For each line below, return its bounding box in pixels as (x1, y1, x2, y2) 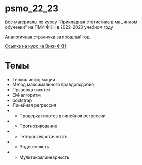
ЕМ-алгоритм (12, 92, 41, 98)
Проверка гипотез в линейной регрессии (19, 113, 106, 119)
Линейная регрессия (12, 102, 56, 108)
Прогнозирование (19, 123, 58, 129)
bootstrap (12, 97, 32, 103)
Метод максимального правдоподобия (12, 82, 94, 87)
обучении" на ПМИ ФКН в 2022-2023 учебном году (5, 24, 113, 30)
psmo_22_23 (5, 3, 59, 14)
